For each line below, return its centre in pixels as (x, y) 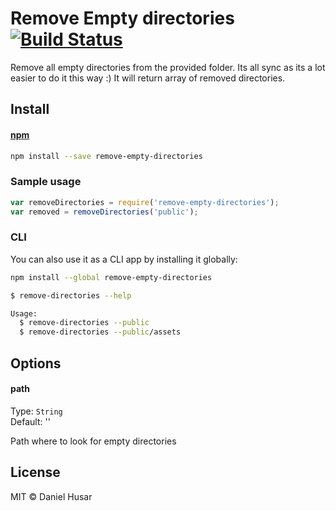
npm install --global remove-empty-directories (111, 277)
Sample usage (46, 182)
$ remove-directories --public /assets (100, 332)
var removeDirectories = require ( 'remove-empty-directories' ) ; (145, 202)
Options (36, 363)
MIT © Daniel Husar (51, 496)
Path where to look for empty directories (93, 441)
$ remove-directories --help (71, 295)
